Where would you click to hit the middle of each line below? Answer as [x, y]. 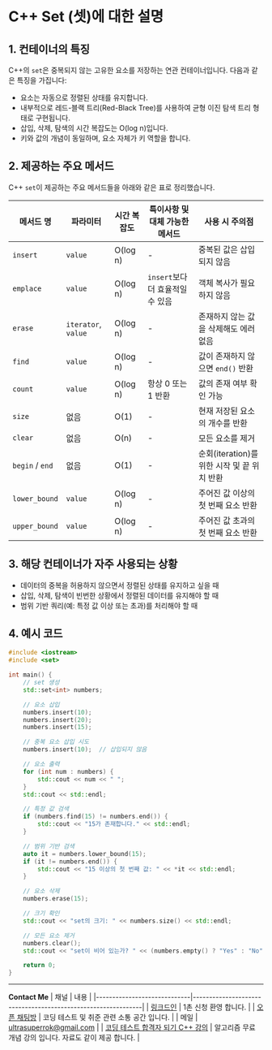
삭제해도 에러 [232, 328]
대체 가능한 [169, 222]
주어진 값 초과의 [227, 521]
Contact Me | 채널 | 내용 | [50, 997]
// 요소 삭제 [42, 891]
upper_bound [36, 526]
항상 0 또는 [168, 383]
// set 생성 [41, 683]
